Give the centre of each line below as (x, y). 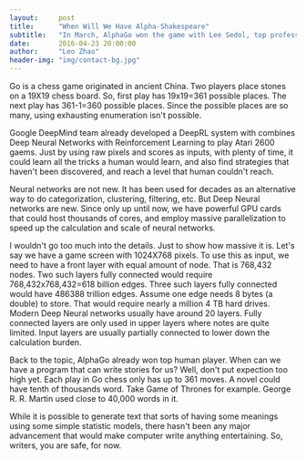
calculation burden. (46, 342)
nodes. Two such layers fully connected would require (111, 275)
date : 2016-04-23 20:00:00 (73, 43)
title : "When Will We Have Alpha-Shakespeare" (109, 26)
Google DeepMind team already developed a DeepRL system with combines (153, 133)
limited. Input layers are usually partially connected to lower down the (140, 332)
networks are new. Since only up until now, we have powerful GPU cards (146, 209)
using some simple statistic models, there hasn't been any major (130, 426)
